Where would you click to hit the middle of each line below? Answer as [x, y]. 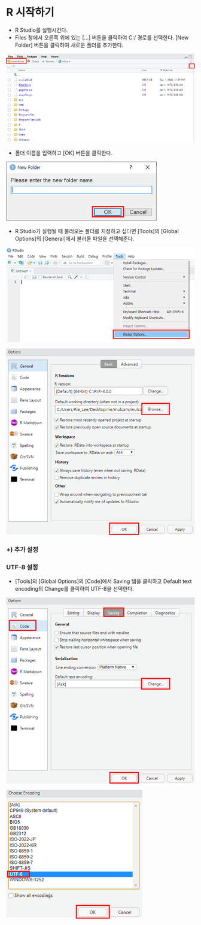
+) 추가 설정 [22, 550]
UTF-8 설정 [22, 567]
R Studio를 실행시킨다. [41, 30]
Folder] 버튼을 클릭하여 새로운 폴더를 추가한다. [69, 45]
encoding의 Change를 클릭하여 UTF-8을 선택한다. [74, 589]
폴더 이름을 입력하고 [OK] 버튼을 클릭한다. [63, 153]
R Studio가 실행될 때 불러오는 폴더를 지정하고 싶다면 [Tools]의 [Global [97, 231]
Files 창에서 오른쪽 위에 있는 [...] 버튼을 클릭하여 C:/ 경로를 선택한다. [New [102, 37]
